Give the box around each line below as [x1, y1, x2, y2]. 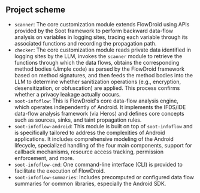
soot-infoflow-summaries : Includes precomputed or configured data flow [14, 173, 195, 180]
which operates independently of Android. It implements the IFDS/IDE [14, 103, 186, 110]
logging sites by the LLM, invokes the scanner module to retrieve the [14, 52, 183, 59]
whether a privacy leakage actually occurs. [14, 91, 121, 98]
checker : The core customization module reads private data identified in [14, 46, 191, 53]
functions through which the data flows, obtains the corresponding [14, 59, 180, 66]
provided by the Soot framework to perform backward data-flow [14, 27, 174, 34]
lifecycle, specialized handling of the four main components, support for [14, 141, 192, 149]
